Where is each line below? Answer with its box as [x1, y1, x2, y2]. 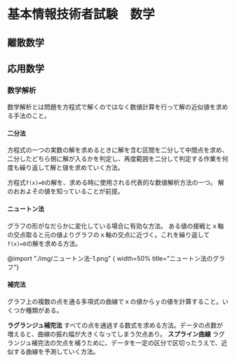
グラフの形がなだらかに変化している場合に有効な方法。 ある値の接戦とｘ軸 [7, 221, 224, 230]
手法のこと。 [13, 112, 51, 120]
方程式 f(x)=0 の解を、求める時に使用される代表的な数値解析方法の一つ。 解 [7, 179, 224, 187]
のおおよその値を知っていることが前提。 [7, 187, 124, 195]
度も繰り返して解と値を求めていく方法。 [7, 163, 124, 172]
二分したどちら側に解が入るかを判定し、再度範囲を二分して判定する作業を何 [7, 155, 229, 163]
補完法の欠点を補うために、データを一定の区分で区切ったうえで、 [31, 338, 222, 347]
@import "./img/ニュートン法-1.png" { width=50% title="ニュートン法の [7, 254, 213, 262]
